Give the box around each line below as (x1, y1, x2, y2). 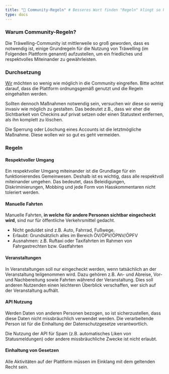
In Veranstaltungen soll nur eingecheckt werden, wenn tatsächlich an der (5, 266, 157, 272)
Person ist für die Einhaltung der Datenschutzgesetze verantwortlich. (5, 321, 148, 327)
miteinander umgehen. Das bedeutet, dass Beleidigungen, (5, 179, 126, 185)
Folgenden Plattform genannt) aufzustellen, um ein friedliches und (5, 51, 142, 57)
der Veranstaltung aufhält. (5, 287, 59, 293)
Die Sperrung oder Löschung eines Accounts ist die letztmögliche (5, 126, 142, 132)
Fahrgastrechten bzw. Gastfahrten (12, 243, 83, 249)
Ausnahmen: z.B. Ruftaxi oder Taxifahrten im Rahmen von (12, 238, 132, 244)
